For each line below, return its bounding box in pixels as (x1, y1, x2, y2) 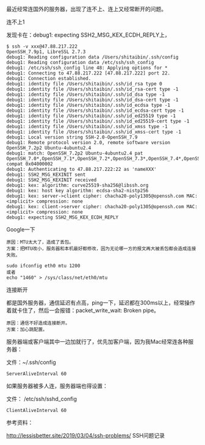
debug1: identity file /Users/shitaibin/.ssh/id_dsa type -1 (6, 92, 165, 98)
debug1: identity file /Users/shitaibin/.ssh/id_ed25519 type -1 (6, 113, 176, 119)
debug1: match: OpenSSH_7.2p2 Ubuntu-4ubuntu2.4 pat (6, 150, 143, 156)
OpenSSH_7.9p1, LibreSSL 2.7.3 (6, 49, 86, 55)
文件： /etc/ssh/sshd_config (6, 396, 77, 402)
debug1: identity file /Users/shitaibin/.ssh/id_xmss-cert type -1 (6, 129, 182, 135)
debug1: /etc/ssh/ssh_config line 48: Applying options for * (6, 65, 168, 71)
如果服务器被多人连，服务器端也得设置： (6, 382, 108, 389)
